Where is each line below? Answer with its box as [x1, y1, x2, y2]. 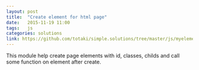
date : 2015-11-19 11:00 [6, 19, 70, 25]
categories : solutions [6, 31, 62, 36]
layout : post [6, 8, 38, 15]
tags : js [6, 25, 33, 31]
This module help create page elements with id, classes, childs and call [6, 52, 180, 59]
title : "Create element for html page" [6, 14, 108, 20]
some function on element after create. [6, 58, 102, 65]
